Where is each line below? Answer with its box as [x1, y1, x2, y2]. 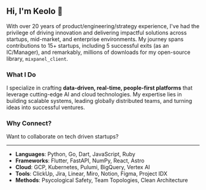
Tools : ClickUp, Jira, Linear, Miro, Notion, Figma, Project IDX [15, 170, 167, 178]
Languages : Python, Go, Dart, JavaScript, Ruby [15, 151, 136, 158]
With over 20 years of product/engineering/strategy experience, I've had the [6, 22, 200, 29]
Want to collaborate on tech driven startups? [6, 133, 119, 140]
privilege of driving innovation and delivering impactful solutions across [6, 29, 187, 36]
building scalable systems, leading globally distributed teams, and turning [6, 97, 193, 105]
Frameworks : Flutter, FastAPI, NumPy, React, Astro [15, 157, 145, 164]
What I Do [6, 70, 36, 78]
